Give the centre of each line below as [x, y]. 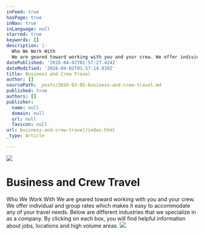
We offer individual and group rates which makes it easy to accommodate [98, 205]
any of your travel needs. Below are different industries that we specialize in [101, 212]
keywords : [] [23, 40]
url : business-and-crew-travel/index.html [61, 130]
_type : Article [25, 136]
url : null [24, 119]
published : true [27, 91]
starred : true [24, 35]
